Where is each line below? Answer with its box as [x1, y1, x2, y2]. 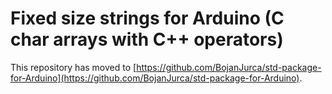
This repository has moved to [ [10, 61, 137, 73]
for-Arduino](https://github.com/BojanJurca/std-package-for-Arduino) [10, 72, 300, 84]
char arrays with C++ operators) [10, 28, 284, 51]
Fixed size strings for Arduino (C [10, 7, 285, 30]
